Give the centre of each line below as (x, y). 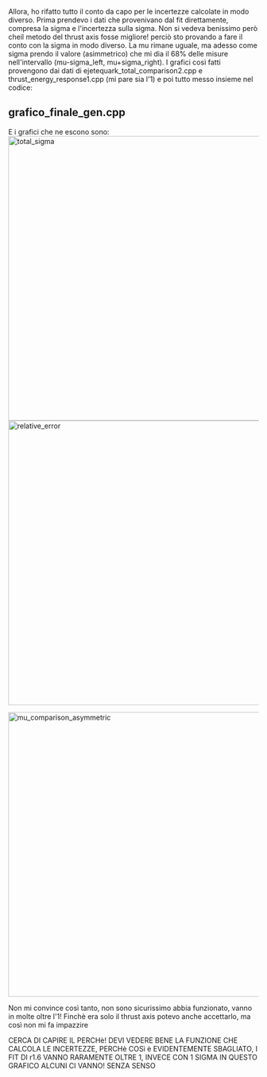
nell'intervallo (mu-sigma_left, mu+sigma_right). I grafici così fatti (114, 62)
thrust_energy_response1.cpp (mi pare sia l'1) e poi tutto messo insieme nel (131, 79)
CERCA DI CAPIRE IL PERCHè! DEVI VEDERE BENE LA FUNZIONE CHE (123, 1040)
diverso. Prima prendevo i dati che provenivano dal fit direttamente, (118, 20)
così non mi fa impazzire (48, 1024)
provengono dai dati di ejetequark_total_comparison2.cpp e (105, 70)
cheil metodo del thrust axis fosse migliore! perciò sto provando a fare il (126, 37)
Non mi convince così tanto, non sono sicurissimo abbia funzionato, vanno (130, 1008)
